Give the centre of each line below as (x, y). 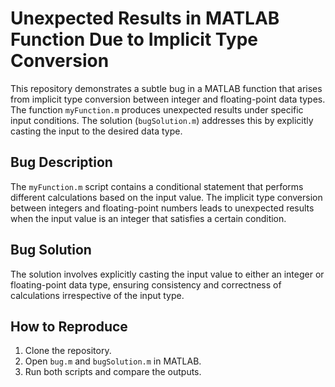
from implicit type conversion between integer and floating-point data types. (168, 99)
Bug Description (61, 162)
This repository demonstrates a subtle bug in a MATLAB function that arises (166, 88)
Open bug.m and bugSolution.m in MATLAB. (113, 361)
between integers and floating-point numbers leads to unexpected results (162, 208)
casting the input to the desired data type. (96, 131)
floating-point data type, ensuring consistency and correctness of (146, 284)
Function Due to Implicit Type (134, 39)
